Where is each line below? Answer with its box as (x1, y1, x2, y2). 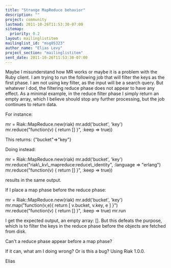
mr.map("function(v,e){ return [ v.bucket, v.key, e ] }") (5, 202, 118, 208)
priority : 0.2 (10, 31, 40, 36)
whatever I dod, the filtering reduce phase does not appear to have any (5, 85, 155, 91)
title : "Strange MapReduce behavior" (5, 7, 86, 13)
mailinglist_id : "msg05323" (5, 41, 65, 46)
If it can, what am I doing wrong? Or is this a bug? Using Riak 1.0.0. (5, 248, 145, 254)
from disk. (5, 228, 27, 235)
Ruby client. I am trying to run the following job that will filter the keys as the (5, 75, 165, 81)
